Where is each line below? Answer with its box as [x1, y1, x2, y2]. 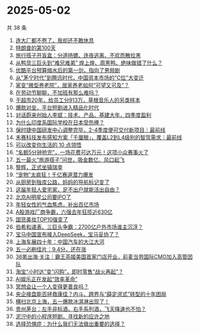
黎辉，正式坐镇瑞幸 [15, 164, 63, 171]
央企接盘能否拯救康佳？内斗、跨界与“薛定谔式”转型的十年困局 [15, 290, 167, 297]
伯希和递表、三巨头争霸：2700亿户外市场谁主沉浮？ [15, 223, 144, 230]
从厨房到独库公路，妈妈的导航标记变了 [15, 178, 110, 186]
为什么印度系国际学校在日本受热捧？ [15, 119, 105, 126]
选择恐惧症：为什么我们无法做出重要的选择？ [15, 320, 126, 327]
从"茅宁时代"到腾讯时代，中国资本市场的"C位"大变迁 [15, 74, 145, 81]
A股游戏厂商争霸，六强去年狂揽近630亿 [15, 208, 113, 215]
